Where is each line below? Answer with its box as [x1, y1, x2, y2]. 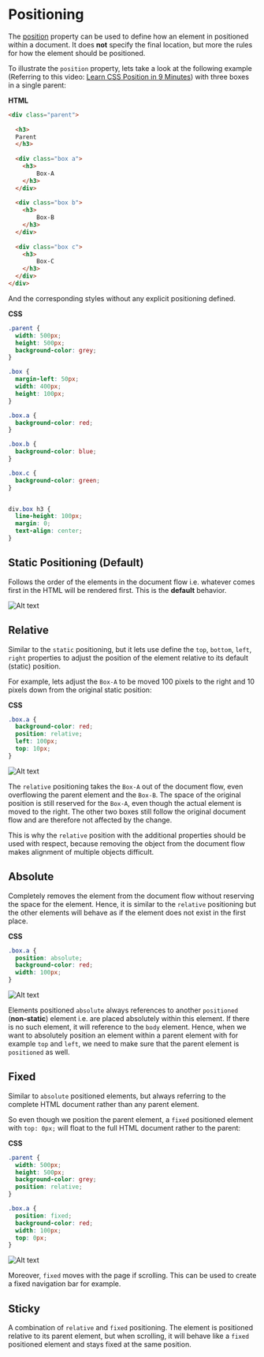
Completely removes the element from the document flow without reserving [8, 891, 255, 900]
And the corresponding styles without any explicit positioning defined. [8, 293, 236, 303]
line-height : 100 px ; [15, 513, 83, 520]
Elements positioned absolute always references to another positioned [8, 1005, 239, 1015]
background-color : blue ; [15, 448, 97, 456]
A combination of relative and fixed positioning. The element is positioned [8, 1323, 254, 1333]
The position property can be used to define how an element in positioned [8, 32, 249, 41]
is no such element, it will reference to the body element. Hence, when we [8, 1023, 247, 1031]
